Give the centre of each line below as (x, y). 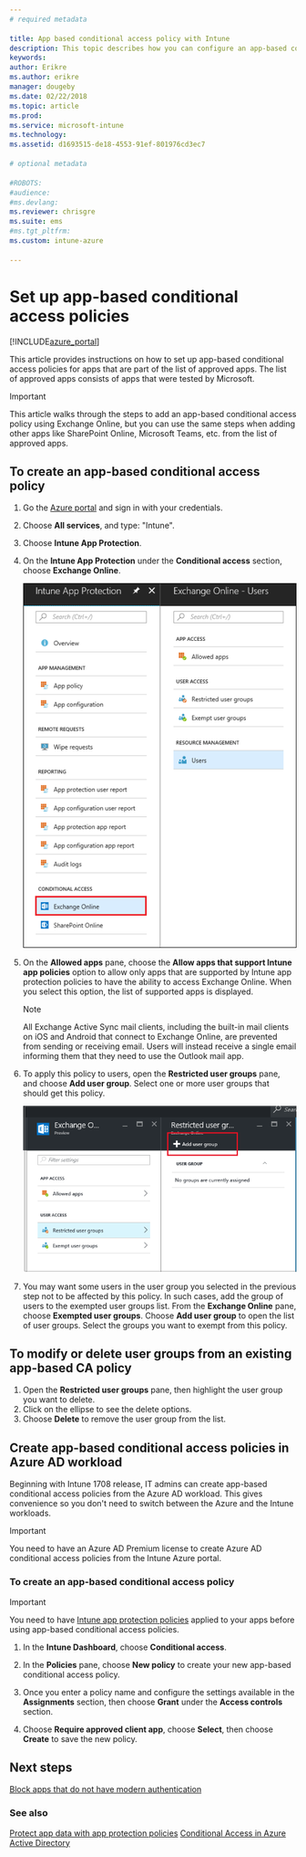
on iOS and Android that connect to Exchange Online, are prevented (150, 1036)
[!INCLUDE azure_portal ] (55, 341)
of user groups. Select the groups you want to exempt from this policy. (155, 1325)
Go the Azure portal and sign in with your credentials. (122, 508)
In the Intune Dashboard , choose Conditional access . (125, 1647)
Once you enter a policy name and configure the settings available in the (158, 1692)
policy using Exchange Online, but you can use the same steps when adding (153, 424)
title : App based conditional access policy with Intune (120, 38)
